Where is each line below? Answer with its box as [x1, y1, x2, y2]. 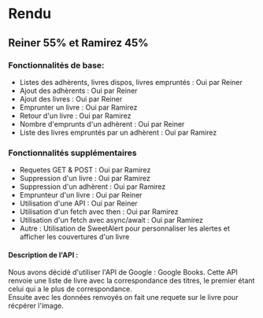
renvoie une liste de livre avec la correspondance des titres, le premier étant [8, 276, 255, 286]
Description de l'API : [8, 250, 79, 260]
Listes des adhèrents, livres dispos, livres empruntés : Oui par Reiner [19, 77, 243, 87]
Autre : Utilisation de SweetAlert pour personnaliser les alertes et [19, 224, 231, 233]
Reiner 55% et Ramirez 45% [8, 36, 149, 50]
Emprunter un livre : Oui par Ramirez [19, 102, 138, 112]
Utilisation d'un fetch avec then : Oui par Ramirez [19, 207, 179, 216]
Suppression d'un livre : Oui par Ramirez [19, 174, 151, 183]
